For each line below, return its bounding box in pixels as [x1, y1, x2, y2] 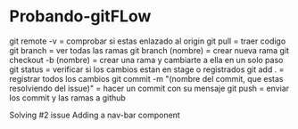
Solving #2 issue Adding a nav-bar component [9, 109, 180, 120]
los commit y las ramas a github [9, 92, 127, 103]
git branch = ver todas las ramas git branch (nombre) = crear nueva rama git [9, 44, 290, 55]
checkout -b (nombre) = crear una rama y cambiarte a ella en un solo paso [9, 54, 284, 65]
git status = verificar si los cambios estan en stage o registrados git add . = [9, 64, 285, 75]
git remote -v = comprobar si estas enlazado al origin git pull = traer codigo [9, 36, 286, 46]
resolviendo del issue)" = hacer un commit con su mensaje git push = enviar [9, 83, 290, 93]
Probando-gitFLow [9, 6, 152, 27]
